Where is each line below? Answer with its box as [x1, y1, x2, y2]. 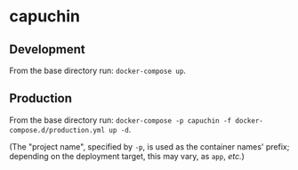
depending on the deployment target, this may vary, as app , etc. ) [9, 150, 245, 161]
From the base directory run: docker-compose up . [9, 65, 187, 76]
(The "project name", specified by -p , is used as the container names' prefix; [9, 141, 290, 152]
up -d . [108, 124, 132, 134]
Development [9, 42, 86, 57]
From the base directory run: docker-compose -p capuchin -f [9, 114, 232, 125]
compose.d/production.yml [9, 125, 105, 134]
